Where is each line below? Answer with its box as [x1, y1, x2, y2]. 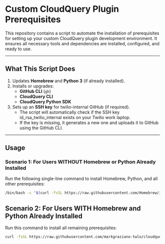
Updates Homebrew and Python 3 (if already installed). [12, 78, 125, 84]
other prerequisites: [5, 181, 45, 187]
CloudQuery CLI [19, 93, 53, 99]
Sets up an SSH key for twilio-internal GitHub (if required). [12, 104, 130, 110]
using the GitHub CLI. [19, 124, 63, 131]
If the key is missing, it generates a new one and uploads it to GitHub [19, 120, 159, 125]
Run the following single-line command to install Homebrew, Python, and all [5, 176, 158, 182]
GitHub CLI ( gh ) [19, 88, 52, 94]
